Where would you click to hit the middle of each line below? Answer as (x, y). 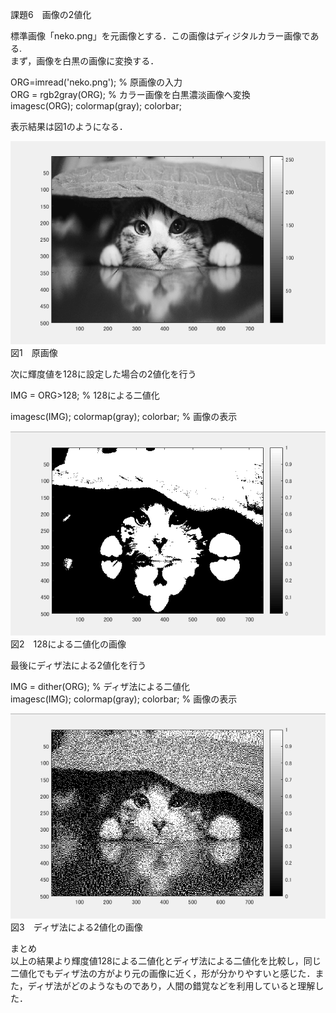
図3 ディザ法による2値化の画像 (76, 927)
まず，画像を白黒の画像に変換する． (85, 61)
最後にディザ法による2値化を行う (78, 665)
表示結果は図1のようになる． (69, 126)
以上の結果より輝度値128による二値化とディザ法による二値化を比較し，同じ (166, 961)
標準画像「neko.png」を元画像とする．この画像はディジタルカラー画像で (160, 36)
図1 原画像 (34, 353)
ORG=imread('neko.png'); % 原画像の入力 (96, 82)
